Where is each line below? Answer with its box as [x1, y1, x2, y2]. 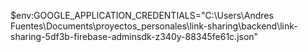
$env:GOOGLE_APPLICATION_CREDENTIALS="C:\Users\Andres [10, 10, 274, 21]
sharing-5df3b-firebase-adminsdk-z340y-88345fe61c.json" [10, 31, 259, 42]
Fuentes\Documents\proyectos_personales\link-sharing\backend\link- [10, 20, 298, 32]
